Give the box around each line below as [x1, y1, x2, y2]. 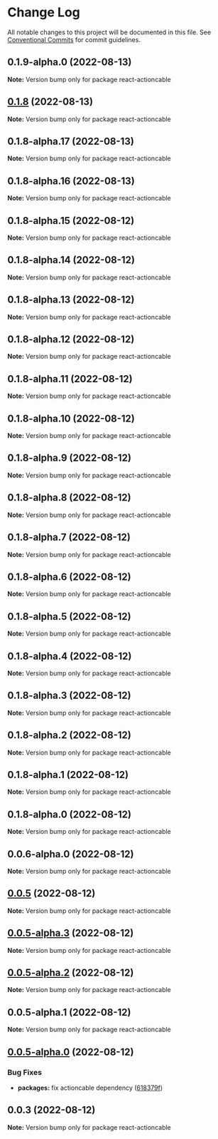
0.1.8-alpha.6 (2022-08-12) [7, 571, 131, 583]
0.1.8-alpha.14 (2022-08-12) [7, 254, 135, 266]
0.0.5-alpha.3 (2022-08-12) [7, 927, 134, 939]
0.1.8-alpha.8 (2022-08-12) [7, 491, 131, 504]
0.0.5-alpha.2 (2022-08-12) [7, 967, 134, 979]
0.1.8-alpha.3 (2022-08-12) [7, 690, 131, 702]
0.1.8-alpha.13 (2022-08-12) [7, 294, 135, 306]
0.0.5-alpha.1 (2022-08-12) [7, 1006, 131, 1018]
